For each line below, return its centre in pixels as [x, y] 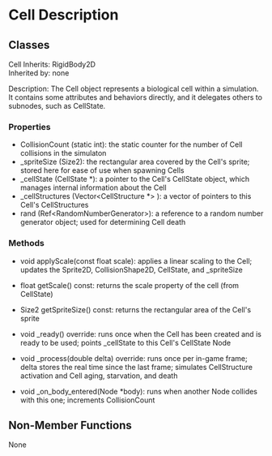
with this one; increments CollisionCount [87, 400]
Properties [30, 127]
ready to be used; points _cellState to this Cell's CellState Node [125, 342]
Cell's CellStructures [54, 205]
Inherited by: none [39, 73]
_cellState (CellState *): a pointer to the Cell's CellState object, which [134, 179]
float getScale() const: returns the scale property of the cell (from [130, 285]
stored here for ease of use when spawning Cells [102, 170]
